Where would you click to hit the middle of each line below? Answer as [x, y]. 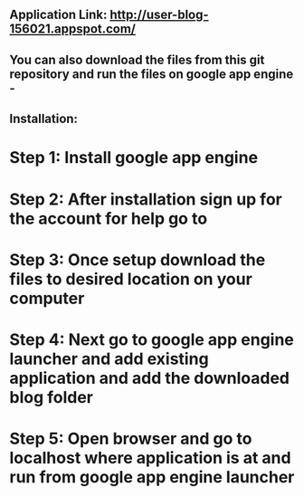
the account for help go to [109, 219]
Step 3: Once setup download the [138, 259]
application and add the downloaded [149, 378]
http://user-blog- [160, 15]
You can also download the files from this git [137, 59]
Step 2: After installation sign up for [146, 199]
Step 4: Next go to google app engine [152, 339]
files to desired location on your [131, 279]
